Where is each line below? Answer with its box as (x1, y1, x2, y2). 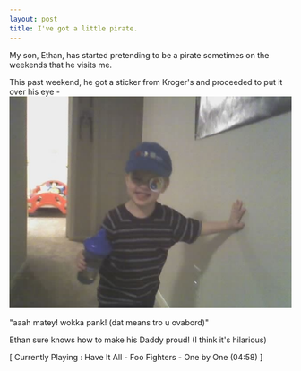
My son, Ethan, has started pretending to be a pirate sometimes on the (9, 49, 270, 60)
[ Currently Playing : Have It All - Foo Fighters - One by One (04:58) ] (9, 351, 263, 362)
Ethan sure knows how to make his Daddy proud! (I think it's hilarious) (9, 334, 267, 345)
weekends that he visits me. (9, 59, 113, 70)
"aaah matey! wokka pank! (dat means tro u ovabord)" (9, 316, 209, 327)
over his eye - (9, 86, 61, 97)
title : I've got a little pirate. (9, 23, 139, 33)
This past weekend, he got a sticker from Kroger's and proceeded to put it (9, 76, 283, 87)
